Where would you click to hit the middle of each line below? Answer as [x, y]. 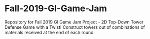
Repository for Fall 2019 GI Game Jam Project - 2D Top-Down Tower [74, 22]
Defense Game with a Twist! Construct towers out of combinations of [75, 27]
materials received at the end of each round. [50, 32]
